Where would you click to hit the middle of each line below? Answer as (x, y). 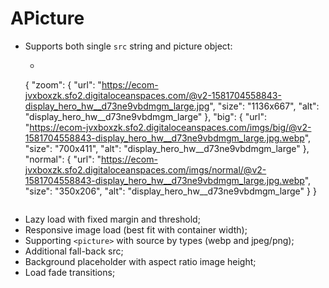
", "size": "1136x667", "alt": (264, 106)
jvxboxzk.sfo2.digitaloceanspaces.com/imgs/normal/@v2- (145, 169)
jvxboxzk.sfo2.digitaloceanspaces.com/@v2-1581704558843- (153, 95)
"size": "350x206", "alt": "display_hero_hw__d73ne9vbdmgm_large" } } (170, 191)
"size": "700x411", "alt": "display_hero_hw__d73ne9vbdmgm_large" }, (167, 148)
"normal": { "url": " (63, 159)
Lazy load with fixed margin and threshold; (112, 219)
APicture (47, 18)
